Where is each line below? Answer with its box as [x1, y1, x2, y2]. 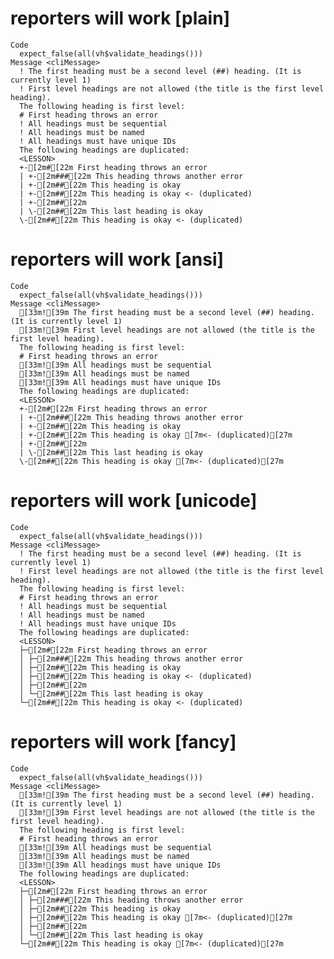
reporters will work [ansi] [10, 248, 225, 271]
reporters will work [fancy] [10, 731, 237, 753]
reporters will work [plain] [10, 7, 231, 30]
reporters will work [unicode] [10, 490, 258, 512]
